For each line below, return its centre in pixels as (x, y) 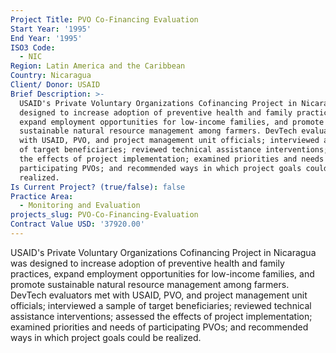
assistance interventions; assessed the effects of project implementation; (161, 316)
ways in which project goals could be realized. (106, 337)
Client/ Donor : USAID (55, 85)
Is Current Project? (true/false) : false (98, 187)
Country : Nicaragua (51, 76)
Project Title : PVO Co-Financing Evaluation (104, 19)
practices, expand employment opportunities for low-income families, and (162, 273)
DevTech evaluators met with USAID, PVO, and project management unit (159, 295)
